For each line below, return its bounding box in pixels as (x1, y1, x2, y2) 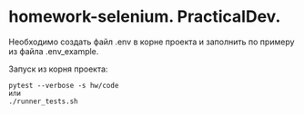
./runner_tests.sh (8, 97, 78, 106)
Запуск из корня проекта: (8, 63, 108, 74)
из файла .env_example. (8, 45, 99, 56)
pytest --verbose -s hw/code (8, 81, 119, 90)
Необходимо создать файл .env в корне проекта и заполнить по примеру (8, 36, 295, 47)
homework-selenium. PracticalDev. (8, 6, 281, 27)
